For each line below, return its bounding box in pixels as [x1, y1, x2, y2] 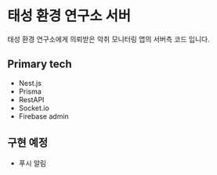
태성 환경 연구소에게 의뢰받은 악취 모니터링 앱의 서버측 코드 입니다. [7, 34, 210, 44]
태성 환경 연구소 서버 [7, 7, 131, 25]
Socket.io [18, 103, 50, 112]
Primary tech [7, 58, 72, 71]
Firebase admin [18, 111, 70, 121]
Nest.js [18, 78, 42, 87]
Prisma [18, 87, 42, 96]
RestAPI [18, 95, 45, 104]
